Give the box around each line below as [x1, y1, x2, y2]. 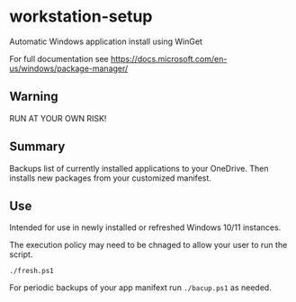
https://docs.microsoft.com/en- [111, 53, 228, 64]
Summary [9, 139, 66, 155]
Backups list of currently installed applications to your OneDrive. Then [9, 163, 269, 173]
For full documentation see [9, 53, 110, 64]
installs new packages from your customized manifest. [9, 173, 211, 183]
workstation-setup [9, 6, 153, 27]
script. [9, 249, 33, 260]
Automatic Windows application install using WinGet [9, 36, 202, 47]
